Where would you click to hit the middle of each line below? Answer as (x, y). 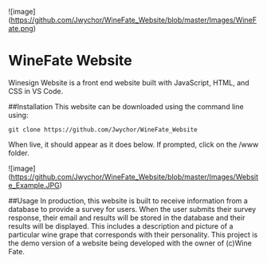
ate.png (21, 28)
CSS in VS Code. (36, 91)
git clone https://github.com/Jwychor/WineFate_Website (103, 130)
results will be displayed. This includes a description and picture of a (121, 226)
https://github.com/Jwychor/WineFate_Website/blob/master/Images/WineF (134, 20)
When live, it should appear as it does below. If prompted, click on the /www (133, 144)
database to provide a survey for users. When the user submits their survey (132, 209)
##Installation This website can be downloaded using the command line (126, 106)
